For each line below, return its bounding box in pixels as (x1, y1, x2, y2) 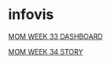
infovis (8, 6, 54, 24)
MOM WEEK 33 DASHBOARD (8, 32, 103, 41)
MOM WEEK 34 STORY (8, 47, 83, 56)
